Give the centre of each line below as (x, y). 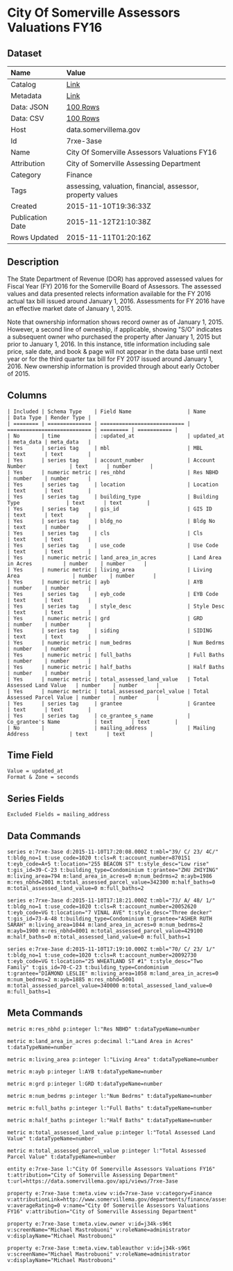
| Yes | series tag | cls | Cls (105, 533)
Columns (27, 395)
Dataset (25, 53)
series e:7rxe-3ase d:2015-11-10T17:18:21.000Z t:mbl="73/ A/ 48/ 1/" (111, 901)
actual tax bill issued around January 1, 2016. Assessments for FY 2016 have (116, 301)
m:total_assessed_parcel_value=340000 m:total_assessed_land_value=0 (110, 986)
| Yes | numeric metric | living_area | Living (110, 569)
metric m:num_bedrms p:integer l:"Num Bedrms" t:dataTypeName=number (110, 1096)
